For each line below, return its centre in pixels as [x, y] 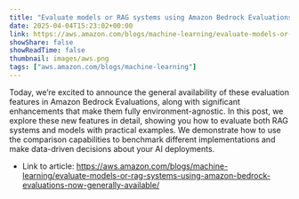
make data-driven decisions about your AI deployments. [112, 148]
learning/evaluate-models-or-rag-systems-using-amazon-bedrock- [146, 175]
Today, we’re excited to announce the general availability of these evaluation [149, 92]
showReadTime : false [48, 51]
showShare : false [41, 42]
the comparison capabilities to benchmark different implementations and [142, 139]
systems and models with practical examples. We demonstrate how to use [145, 130]
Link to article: [48, 166]
